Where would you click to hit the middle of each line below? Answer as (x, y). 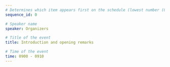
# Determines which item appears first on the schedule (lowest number (82, 10)
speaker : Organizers (27, 28)
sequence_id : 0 (21, 15)
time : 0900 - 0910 (25, 56)
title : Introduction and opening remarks (50, 43)
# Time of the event (27, 52)
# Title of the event (28, 38)
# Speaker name (21, 24)
